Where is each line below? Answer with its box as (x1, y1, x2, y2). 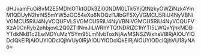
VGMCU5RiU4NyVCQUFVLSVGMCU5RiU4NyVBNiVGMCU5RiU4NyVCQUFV (6, 18, 195, 25)
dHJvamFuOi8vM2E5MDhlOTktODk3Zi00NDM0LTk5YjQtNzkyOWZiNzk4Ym (6, 5, 194, 12)
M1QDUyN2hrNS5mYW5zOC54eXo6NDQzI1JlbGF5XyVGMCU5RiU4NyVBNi (6, 11, 194, 19)
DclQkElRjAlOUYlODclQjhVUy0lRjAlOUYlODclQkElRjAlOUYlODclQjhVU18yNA (6, 37, 195, 44)
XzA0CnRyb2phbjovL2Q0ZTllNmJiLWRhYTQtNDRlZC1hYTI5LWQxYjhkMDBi (6, 24, 194, 31)
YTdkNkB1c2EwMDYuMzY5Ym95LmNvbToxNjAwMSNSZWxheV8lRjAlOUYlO (6, 30, 195, 38)
